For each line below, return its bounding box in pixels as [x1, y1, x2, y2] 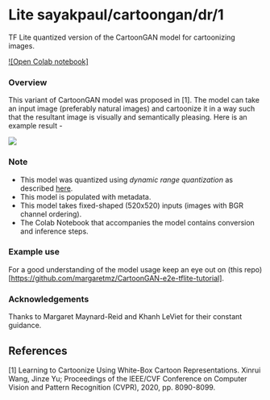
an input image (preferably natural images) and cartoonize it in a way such [8, 103, 255, 114]
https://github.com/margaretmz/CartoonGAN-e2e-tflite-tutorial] [10, 273, 222, 283]
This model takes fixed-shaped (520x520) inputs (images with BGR [19, 200, 244, 210]
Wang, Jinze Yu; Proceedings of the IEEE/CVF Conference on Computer [8, 373, 247, 383]
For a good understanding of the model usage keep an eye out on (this [8, 264, 243, 274]
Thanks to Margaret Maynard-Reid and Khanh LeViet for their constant [8, 312, 243, 322]
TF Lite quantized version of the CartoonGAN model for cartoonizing [8, 32, 235, 42]
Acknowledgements [8, 293, 89, 305]
